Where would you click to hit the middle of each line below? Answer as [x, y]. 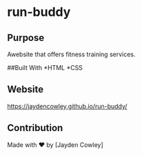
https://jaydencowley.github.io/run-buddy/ [67, 106]
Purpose [26, 38]
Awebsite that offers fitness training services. [71, 54]
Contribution [35, 128]
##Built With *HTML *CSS [45, 68]
